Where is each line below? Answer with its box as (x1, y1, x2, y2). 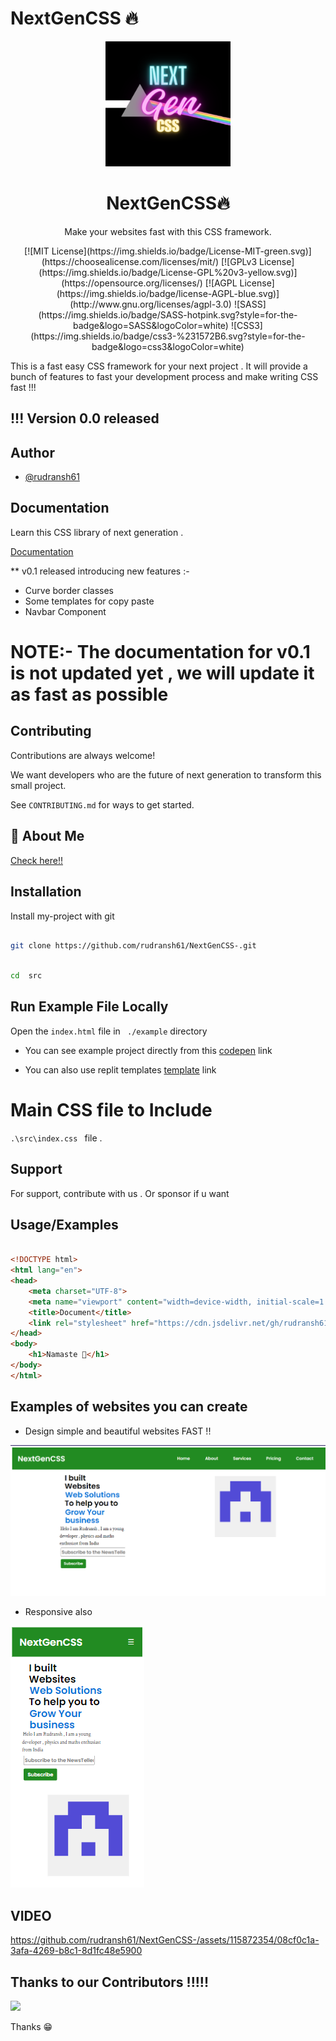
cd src (10, 971, 43, 981)
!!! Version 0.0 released (10, 410, 160, 427)
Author (10, 444, 55, 461)
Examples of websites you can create (10, 1398, 248, 1416)
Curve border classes (24, 584, 115, 596)
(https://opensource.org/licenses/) (61, 277, 203, 289)
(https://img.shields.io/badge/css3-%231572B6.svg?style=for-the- (30, 330, 306, 342)
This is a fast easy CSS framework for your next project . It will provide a (10, 360, 308, 372)
